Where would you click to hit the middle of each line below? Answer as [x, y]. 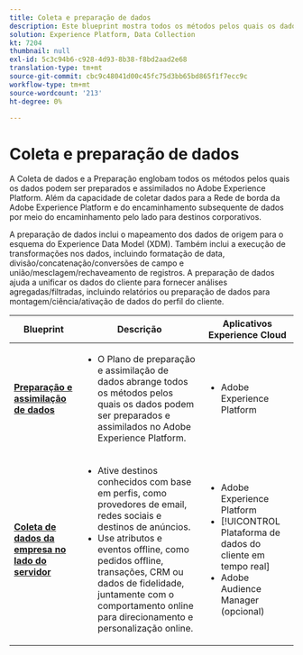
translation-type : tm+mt [56, 68]
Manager [240, 600]
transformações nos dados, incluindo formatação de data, [117, 254]
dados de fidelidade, [141, 584]
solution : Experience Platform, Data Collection [102, 34]
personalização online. [146, 629]
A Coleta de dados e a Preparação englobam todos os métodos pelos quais [150, 179]
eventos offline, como [143, 550]
